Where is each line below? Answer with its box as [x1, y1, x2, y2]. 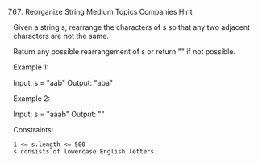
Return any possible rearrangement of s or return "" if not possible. [13, 47, 236, 56]
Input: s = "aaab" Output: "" [13, 109, 105, 119]
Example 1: [13, 62, 49, 72]
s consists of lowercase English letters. [13, 148, 158, 156]
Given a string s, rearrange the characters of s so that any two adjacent [13, 23, 251, 32]
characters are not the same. [13, 32, 110, 40]
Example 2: [13, 94, 51, 103]
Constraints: [13, 125, 54, 134]
